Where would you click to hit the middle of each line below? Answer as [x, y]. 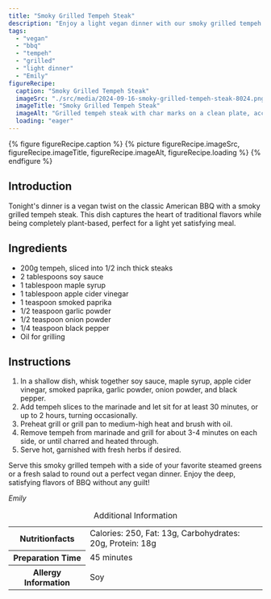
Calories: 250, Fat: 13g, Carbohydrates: [165, 534]
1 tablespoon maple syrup [63, 285]
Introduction [40, 186]
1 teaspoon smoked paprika [66, 302]
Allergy [47, 572]
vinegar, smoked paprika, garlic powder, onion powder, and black [129, 390]
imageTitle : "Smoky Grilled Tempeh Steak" [88, 106]
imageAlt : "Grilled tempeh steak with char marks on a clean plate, [133, 114]
